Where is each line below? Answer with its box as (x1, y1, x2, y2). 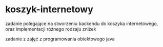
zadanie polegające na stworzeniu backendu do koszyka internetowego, (5, 20, 158, 27)
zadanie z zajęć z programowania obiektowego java (5, 36, 115, 42)
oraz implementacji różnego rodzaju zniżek (5, 26, 96, 32)
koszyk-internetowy (5, 4, 93, 15)
